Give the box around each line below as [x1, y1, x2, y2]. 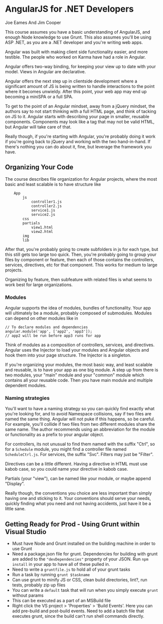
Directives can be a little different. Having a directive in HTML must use [5, 461, 147, 467]
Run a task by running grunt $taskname [12, 572, 90, 578]
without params [12, 592, 44, 599]
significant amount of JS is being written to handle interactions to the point [5, 83, 155, 89]
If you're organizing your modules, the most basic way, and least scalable [5, 362, 152, 368]
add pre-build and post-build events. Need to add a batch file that [12, 608, 145, 614]
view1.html [31, 225, 54, 230]
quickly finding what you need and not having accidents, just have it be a [5, 500, 151, 506]
